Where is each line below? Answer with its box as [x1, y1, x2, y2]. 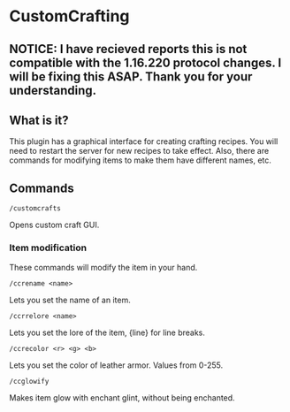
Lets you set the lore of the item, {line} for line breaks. [9, 327, 206, 338]
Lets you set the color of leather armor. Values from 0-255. [9, 360, 224, 370]
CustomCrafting [9, 6, 130, 27]
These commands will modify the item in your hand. [9, 262, 198, 272]
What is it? [9, 112, 69, 127]
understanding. [9, 82, 97, 98]
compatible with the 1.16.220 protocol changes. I [9, 55, 282, 70]
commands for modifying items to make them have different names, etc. [9, 155, 272, 165]
